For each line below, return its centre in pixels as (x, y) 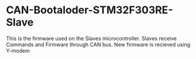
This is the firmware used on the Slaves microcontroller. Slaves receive (92, 38)
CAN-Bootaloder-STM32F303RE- (90, 10)
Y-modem (18, 50)
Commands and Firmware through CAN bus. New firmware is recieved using (98, 45)
